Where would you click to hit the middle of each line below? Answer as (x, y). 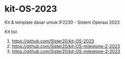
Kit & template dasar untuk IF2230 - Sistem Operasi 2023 (62, 22)
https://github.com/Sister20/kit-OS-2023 (53, 41)
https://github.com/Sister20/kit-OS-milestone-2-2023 (66, 46)
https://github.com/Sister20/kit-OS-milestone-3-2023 (66, 51)
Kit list (11, 31)
